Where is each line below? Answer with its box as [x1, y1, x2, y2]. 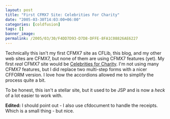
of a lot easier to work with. [5, 92, 63, 99]
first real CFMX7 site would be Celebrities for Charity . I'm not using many [5, 61, 159, 67]
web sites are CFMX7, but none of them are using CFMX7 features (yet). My [5, 55, 165, 61]
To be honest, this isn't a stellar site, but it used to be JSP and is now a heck [5, 87, 165, 93]
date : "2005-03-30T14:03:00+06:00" [5, 17, 81, 22]
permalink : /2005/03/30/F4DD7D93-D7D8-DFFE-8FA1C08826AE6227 [5, 36, 138, 41]
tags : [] [5, 27, 24, 32]
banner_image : [5, 31, 36, 36]
